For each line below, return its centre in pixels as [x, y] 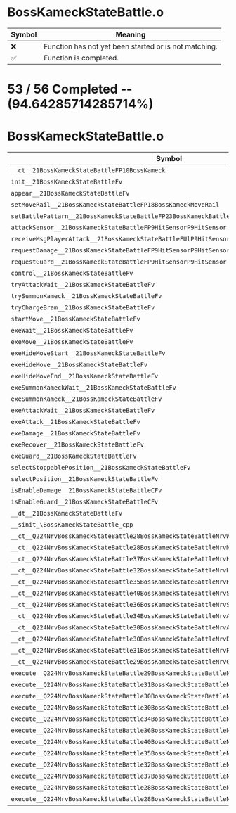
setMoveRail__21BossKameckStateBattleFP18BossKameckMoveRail [115, 205]
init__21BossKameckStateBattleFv [67, 182]
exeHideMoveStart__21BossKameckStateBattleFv [88, 353]
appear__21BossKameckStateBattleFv [70, 193]
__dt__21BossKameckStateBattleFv [67, 513]
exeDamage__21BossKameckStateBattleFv [76, 434]
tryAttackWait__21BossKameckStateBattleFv [83, 285]
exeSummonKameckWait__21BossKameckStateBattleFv [94, 388]
